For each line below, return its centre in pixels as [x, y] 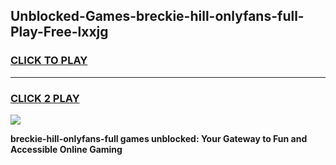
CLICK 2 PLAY [45, 98]
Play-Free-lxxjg [59, 32]
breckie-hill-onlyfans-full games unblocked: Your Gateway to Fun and [159, 138]
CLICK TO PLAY [49, 61]
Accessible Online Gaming [66, 149]
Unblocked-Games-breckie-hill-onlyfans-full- [157, 16]
